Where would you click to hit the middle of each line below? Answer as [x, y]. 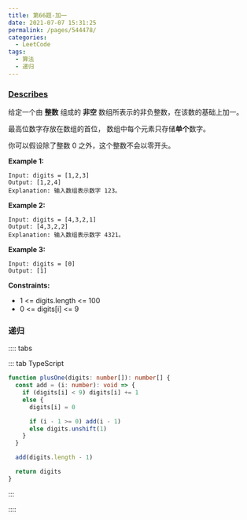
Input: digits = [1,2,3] [49, 176]
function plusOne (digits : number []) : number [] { [89, 378]
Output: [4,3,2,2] [38, 227]
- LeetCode [33, 45]
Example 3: [27, 250]
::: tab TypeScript [36, 364]
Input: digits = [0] [42, 264]
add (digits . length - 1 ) [54, 458]
